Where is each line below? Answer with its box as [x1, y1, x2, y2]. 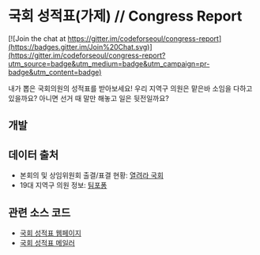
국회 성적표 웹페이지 [19, 228, 81, 238]
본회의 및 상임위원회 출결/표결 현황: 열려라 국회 [19, 171, 164, 180]
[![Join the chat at [8, 33, 66, 43]
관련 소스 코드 [8, 206, 71, 219]
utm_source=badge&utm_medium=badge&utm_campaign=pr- [8, 58, 210, 68]
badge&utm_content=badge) [8, 67, 102, 77]
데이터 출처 [8, 148, 59, 162]
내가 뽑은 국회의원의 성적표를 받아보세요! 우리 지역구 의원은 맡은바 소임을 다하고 [8, 84, 253, 93]
